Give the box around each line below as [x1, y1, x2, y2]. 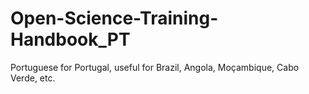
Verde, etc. [10, 72, 56, 84]
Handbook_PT [10, 28, 131, 51]
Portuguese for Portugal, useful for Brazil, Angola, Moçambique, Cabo [10, 61, 300, 73]
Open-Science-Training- [10, 7, 219, 30]
